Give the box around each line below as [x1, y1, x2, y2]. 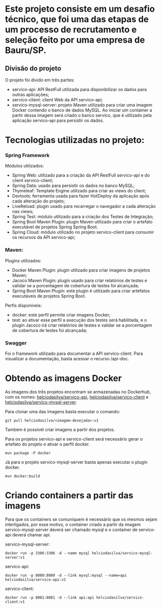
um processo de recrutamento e [5, 24, 137, 35]
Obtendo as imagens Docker [5, 373, 122, 384]
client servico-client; [12, 178, 53, 184]
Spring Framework [5, 152, 50, 159]
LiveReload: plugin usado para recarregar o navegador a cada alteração [12, 203, 156, 209]
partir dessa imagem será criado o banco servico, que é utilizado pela [12, 112, 152, 118]
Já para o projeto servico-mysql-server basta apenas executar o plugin [5, 459, 148, 465]
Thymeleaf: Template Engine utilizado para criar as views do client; [12, 188, 146, 194]
